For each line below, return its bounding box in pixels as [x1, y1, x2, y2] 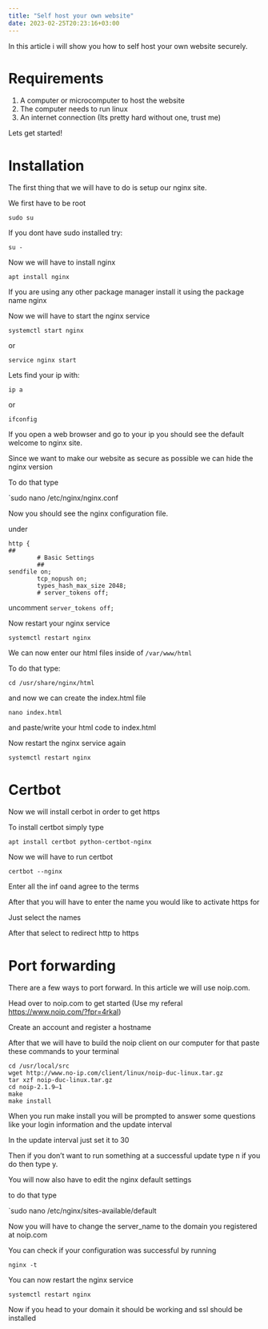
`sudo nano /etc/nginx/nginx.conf [8, 493, 118, 503]
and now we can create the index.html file [8, 693, 146, 703]
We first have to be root [8, 198, 86, 209]
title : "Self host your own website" [8, 11, 134, 20]
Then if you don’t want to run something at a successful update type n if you [8, 1151, 261, 1161]
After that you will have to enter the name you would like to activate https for [8, 897, 260, 907]
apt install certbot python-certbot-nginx [8, 838, 152, 846]
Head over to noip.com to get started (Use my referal [8, 999, 183, 1008]
